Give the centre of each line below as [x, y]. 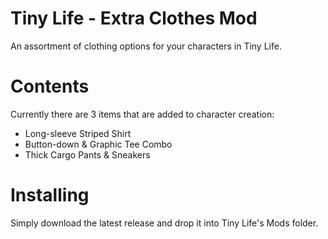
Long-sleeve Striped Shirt [78, 133]
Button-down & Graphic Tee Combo [98, 144]
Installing [50, 195]
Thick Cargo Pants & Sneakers [87, 154]
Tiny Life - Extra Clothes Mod [134, 18]
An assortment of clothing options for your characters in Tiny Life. [146, 46]
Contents [50, 86]
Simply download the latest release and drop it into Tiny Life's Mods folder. [164, 223]
